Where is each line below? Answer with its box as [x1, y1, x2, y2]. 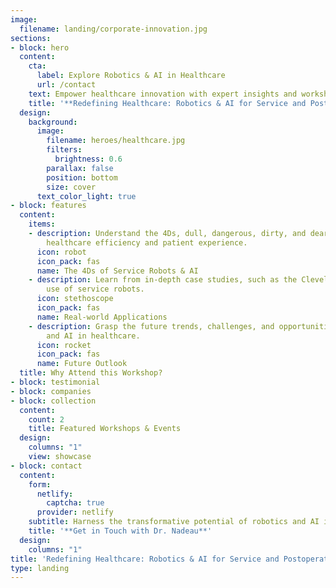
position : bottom [46, 172, 118, 183]
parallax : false [46, 163, 114, 173]
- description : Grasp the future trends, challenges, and [28, 321, 275, 331]
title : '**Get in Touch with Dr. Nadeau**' [28, 526, 213, 536]
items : [28, 219, 56, 230]
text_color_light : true [36, 191, 137, 201]
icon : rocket [36, 340, 92, 350]
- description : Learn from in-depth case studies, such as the [28, 275, 298, 285]
